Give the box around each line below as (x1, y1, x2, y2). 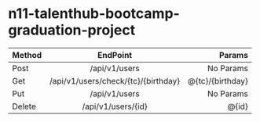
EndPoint (97, 49, 132, 60)
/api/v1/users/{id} (82, 101, 148, 112)
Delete (12, 101, 37, 112)
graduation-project (8, 21, 136, 39)
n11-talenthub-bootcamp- (8, 5, 181, 23)
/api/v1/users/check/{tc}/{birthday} (49, 75, 181, 86)
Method (12, 49, 42, 60)
